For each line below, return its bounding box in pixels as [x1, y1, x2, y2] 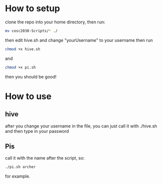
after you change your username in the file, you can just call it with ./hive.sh [5, 123, 158, 129]
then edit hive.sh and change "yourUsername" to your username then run [5, 37, 153, 43]
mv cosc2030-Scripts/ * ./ [5, 28, 58, 33]
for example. [5, 173, 31, 179]
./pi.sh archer [5, 165, 36, 169]
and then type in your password [5, 128, 69, 134]
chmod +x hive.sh [5, 47, 40, 52]
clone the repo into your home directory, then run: [5, 19, 105, 25]
